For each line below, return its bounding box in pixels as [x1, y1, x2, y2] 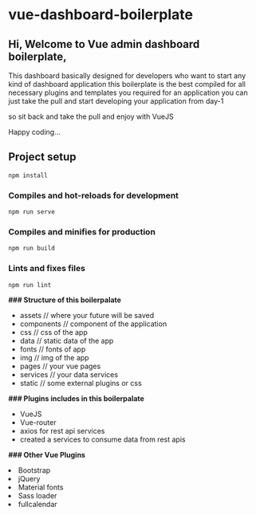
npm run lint [8, 281, 52, 289]
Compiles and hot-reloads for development [8, 190, 179, 201]
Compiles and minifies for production [8, 226, 156, 238]
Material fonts [18, 482, 64, 492]
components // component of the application [19, 319, 167, 328]
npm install [8, 171, 48, 179]
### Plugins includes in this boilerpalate [8, 393, 145, 403]
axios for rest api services [19, 426, 105, 435]
